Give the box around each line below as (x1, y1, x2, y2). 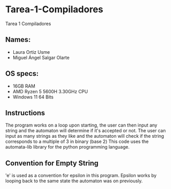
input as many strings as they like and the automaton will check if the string (5, 133, 164, 139)
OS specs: (5, 69, 39, 78)
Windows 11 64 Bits (12, 94, 54, 100)
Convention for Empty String (5, 159, 99, 167)
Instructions (5, 109, 45, 117)
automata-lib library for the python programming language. (5, 144, 130, 150)
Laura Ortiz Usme (12, 49, 50, 55)
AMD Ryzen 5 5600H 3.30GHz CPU (12, 88, 88, 94)
